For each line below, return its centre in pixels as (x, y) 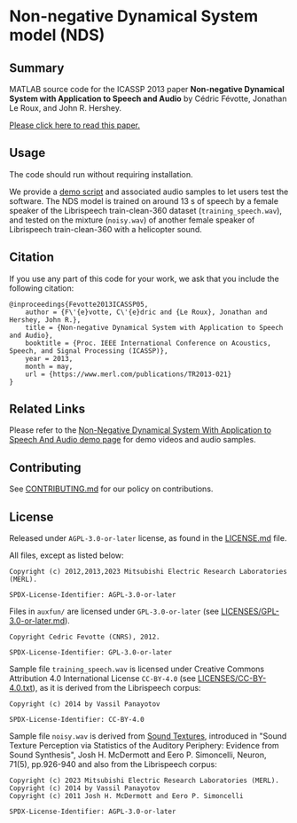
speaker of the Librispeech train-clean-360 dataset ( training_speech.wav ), (145, 210)
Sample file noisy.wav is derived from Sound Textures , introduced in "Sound (148, 736)
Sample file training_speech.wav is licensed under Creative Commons (137, 669)
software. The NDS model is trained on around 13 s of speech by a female (144, 200)
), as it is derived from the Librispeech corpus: (117, 688)
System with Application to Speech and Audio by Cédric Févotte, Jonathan (148, 98)
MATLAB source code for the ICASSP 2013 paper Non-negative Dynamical (147, 89)
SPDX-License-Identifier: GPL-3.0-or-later (91, 653)
